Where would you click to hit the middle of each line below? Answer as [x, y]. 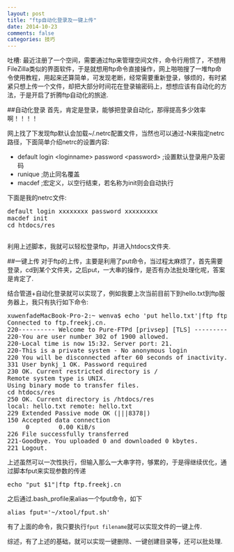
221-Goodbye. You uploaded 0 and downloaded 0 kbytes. [103, 441]
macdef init [28, 219]
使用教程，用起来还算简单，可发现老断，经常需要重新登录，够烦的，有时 [117, 78]
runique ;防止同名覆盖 [48, 174]
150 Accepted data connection [59, 420]
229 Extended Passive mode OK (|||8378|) [79, 413]
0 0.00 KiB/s [61, 427]
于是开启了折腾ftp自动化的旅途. [64, 95]
